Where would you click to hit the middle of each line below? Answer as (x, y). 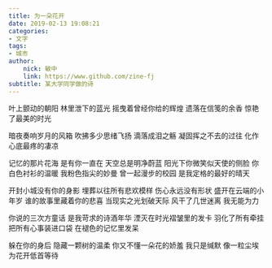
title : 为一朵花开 (37, 16)
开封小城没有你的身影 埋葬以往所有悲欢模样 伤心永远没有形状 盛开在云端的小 (136, 190)
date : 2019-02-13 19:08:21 (54, 24)
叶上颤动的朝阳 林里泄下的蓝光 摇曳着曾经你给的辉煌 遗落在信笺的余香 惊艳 (134, 108)
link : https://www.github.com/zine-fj (89, 76)
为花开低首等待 (33, 255)
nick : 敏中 (40, 69)
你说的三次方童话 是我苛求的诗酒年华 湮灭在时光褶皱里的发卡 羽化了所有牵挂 (136, 218)
